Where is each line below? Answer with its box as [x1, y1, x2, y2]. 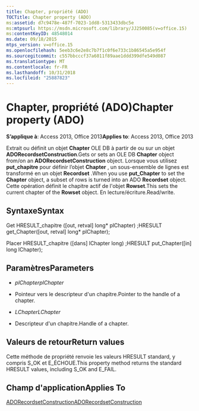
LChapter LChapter [14, 308, 61, 315]
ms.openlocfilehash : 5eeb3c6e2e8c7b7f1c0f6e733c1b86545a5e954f [6, 48, 166, 54]
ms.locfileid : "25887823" [6, 75, 70, 81]
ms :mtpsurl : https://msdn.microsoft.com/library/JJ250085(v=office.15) [6, 25, 187, 32]
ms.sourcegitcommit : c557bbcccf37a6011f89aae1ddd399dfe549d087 [6, 53, 166, 59]
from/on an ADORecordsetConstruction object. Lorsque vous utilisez [6, 157, 177, 164]
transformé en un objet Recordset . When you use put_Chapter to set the [6, 170, 185, 177]
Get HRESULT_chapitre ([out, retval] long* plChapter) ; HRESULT [6, 221, 162, 229]
